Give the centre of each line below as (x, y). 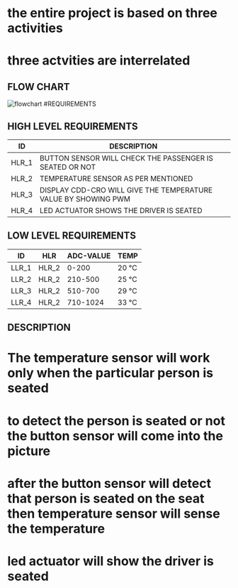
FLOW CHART (39, 87)
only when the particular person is (110, 373)
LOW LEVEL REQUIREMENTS (72, 236)
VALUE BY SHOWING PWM (85, 199)
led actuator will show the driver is (111, 561)
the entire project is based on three (113, 13)
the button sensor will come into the (115, 436)
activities (35, 28)
